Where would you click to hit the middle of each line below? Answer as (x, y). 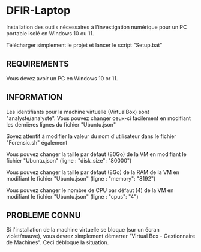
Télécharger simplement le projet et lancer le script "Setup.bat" (84, 45)
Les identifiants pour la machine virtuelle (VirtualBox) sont (78, 112)
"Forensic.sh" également (37, 142)
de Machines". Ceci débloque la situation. (58, 242)
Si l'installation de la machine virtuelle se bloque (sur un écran (83, 230)
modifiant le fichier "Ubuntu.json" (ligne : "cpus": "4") (72, 196)
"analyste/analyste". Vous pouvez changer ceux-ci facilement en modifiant (98, 118)
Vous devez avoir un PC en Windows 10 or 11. (62, 78)
